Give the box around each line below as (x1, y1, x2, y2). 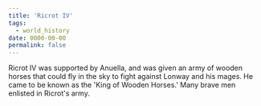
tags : (8, 19, 27, 27)
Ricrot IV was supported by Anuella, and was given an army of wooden (8, 63, 243, 73)
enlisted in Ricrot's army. (8, 88, 90, 98)
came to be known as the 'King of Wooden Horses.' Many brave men (8, 80, 236, 90)
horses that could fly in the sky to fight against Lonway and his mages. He (8, 72, 254, 81)
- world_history (15, 26, 70, 34)
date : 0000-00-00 (8, 33, 67, 42)
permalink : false (8, 41, 67, 49)
